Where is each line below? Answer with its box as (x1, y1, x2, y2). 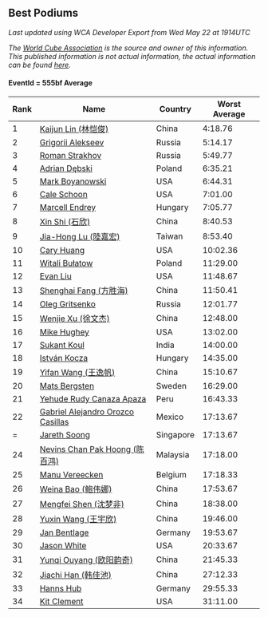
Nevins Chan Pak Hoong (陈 (39, 444, 145, 455)
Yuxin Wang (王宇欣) (39, 514, 117, 525)
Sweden (156, 381, 187, 392)
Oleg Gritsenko (39, 299, 96, 310)
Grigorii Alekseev (39, 137, 104, 148)
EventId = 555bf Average (8, 78, 93, 88)
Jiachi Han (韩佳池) (39, 570, 112, 581)
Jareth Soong (39, 429, 90, 441)
